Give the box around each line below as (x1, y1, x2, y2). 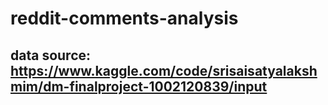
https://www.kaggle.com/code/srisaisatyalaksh (10, 62, 318, 79)
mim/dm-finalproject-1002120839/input (10, 78, 268, 95)
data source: (10, 47, 92, 64)
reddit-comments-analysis (10, 7, 239, 30)
